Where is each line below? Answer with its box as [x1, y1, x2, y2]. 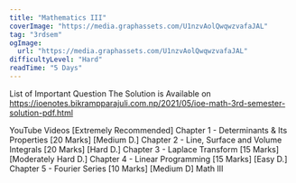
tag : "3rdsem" [9, 30, 63, 39]
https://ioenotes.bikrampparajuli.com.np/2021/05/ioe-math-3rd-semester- [9, 97, 286, 108]
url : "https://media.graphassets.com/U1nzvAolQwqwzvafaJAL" [17, 47, 248, 56]
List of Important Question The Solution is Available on [9, 87, 212, 99]
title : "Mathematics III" [9, 13, 106, 23]
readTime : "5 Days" [9, 64, 83, 73]
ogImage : [9, 38, 42, 48]
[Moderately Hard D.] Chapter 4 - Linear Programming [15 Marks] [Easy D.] [9, 153, 288, 164]
